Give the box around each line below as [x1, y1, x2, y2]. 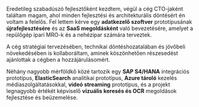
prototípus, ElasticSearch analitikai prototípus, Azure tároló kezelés [6, 75, 177, 81]
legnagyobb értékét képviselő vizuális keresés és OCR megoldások [6, 87, 177, 94]
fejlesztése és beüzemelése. [6, 94, 78, 101]
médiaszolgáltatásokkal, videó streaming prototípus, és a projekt [6, 81, 170, 88]
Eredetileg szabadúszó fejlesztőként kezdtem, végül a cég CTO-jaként [6, 6, 183, 12]
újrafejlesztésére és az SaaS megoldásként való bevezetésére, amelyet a [6, 24, 194, 32]
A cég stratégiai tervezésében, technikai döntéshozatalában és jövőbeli [6, 43, 186, 50]
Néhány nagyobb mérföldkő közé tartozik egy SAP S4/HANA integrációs [6, 68, 190, 75]
